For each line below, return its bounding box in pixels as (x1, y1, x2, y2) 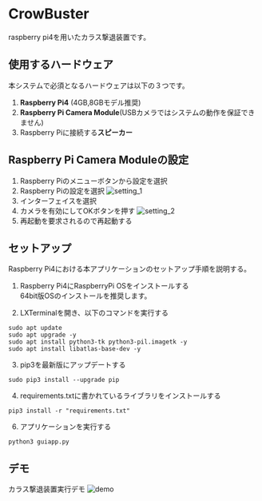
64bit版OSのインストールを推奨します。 (19, 291, 152, 300)
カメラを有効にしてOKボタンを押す (19, 205, 136, 216)
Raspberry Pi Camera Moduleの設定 (8, 153, 189, 167)
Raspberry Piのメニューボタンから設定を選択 (19, 176, 168, 185)
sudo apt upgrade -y (8, 331, 77, 340)
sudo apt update (8, 324, 62, 332)
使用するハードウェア (8, 58, 113, 72)
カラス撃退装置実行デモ (8, 484, 85, 494)
